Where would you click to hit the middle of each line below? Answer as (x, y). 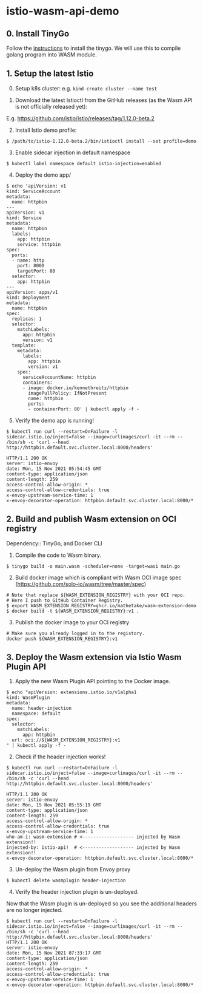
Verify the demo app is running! (55, 420)
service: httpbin (39, 244)
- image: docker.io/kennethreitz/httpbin (75, 388)
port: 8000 (31, 265)
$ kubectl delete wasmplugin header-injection (66, 881)
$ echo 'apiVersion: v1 (36, 186)
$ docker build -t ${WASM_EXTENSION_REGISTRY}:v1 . (73, 611)
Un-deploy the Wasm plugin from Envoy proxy (73, 870)
